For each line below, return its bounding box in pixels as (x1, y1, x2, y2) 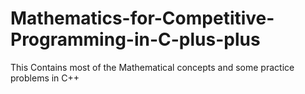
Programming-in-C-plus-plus (10, 28, 261, 51)
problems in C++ (10, 72, 80, 84)
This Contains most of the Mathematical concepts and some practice (10, 61, 295, 73)
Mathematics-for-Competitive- (10, 7, 275, 30)
